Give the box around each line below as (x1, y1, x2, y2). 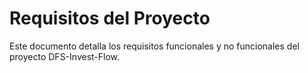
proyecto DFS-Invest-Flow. (9, 50, 121, 62)
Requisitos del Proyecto (9, 7, 211, 30)
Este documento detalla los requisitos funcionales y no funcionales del (9, 40, 300, 52)
